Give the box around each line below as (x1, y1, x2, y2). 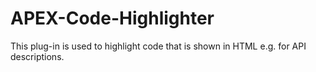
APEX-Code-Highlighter (10, 7, 215, 30)
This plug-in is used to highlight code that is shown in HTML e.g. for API (10, 40, 307, 52)
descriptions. (10, 50, 65, 62)
